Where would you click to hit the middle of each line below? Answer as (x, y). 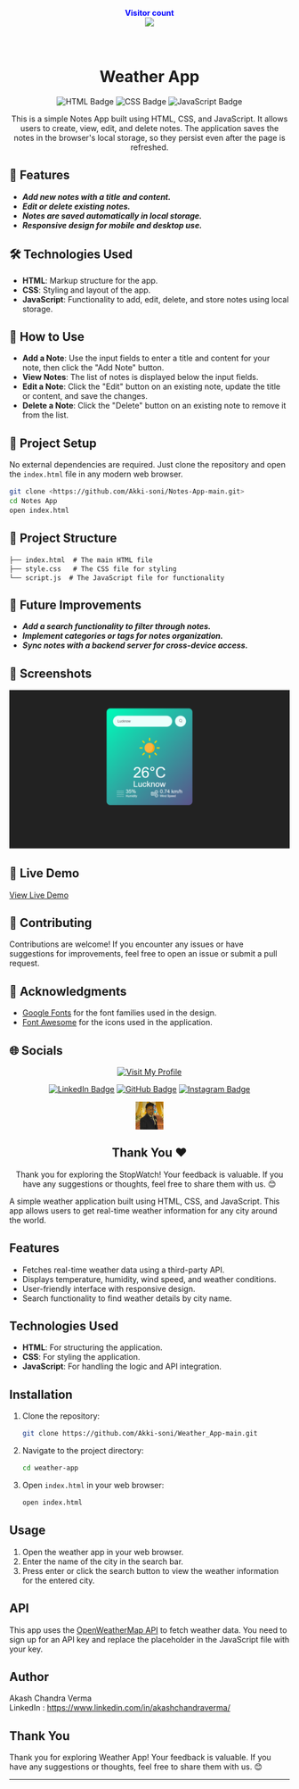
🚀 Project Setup (53, 443)
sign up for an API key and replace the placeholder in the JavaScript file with (149, 1639)
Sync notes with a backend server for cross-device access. (135, 645)
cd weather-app (50, 1468)
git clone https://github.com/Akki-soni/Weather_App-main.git (140, 1434)
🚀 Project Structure (63, 538)
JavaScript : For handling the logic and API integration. (122, 1367)
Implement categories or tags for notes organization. (123, 636)
